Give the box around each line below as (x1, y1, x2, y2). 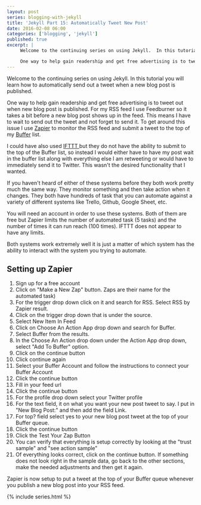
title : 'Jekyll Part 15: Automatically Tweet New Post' (7, 20, 149, 26)
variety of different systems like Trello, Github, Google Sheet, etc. (7, 198, 168, 205)
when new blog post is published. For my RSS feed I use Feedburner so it (7, 105, 187, 112)
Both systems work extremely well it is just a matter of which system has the (7, 240, 194, 248)
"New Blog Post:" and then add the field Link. (15, 407, 127, 414)
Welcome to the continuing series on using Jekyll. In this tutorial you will (7, 75, 184, 82)
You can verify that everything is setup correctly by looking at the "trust (15, 438, 191, 445)
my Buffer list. (7, 131, 41, 138)
